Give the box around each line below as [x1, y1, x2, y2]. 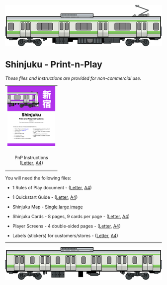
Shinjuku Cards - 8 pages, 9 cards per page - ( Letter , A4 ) [12, 214, 130, 220]
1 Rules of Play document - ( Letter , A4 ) [12, 185, 92, 191]
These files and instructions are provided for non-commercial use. [5, 75, 142, 81]
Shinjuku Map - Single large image [12, 204, 83, 210]
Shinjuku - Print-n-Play [5, 58, 103, 70]
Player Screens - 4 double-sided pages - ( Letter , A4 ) [12, 223, 121, 229]
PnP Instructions [14, 154, 48, 161]
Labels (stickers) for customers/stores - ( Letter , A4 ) [12, 233, 118, 239]
